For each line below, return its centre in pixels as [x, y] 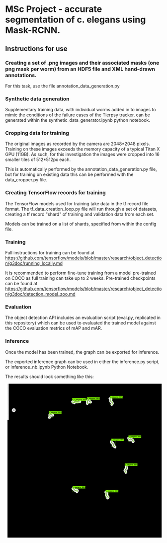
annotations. [21, 75]
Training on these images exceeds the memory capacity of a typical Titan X [83, 149]
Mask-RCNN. [33, 30]
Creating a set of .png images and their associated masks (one [82, 63]
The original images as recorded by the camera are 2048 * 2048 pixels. [78, 144]
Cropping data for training [37, 133]
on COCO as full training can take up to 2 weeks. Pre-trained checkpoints [80, 278]
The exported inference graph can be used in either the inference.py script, [83, 362]
